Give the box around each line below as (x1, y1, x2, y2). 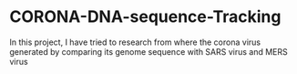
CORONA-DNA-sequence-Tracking (9, 6, 282, 27)
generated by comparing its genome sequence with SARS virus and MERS (9, 46, 289, 57)
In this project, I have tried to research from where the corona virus (9, 37, 261, 48)
